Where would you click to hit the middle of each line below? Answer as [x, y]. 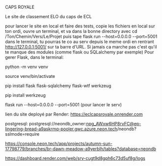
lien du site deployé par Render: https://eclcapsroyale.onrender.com [74, 114]
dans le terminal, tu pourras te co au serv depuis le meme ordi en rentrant [80, 42]
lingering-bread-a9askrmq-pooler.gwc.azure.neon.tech [61, 129]
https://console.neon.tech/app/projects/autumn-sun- [59, 143]
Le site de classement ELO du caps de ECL [48, 16]
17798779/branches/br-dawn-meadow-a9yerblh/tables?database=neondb [81, 149]
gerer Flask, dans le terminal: [34, 57]
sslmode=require [22, 134]
